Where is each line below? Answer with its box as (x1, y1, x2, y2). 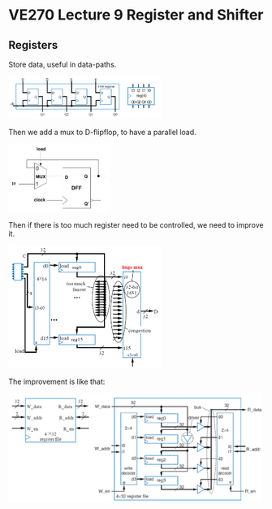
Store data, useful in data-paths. (8, 59, 117, 69)
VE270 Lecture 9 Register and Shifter (8, 6, 264, 24)
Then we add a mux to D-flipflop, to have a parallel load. (8, 128, 196, 137)
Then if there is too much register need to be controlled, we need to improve (8, 220, 264, 230)
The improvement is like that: (8, 376, 106, 386)
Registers (8, 38, 58, 52)
